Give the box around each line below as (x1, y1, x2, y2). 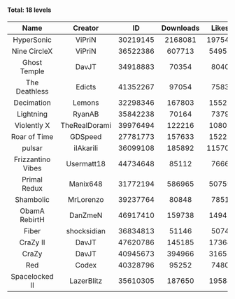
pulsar (22, 143, 43, 153)
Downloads (161, 23, 200, 33)
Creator (73, 23, 99, 33)
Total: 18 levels (7, 6, 52, 14)
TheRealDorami (60, 121, 112, 131)
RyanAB (73, 109, 99, 119)
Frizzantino (13, 154, 51, 164)
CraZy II (19, 238, 45, 247)
